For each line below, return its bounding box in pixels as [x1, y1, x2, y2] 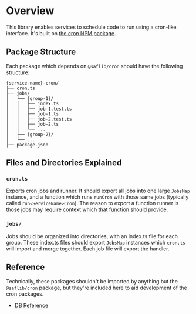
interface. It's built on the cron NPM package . [6, 29, 116, 36]
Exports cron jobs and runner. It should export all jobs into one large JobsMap [6, 187, 190, 195]
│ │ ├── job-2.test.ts [6, 116, 72, 122]
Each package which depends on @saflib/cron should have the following [6, 62, 183, 69]
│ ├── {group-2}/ [6, 131, 54, 138]
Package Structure [6, 47, 76, 57]
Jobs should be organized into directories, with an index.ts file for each [6, 232, 178, 239]
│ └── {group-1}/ [6, 95, 54, 101]
